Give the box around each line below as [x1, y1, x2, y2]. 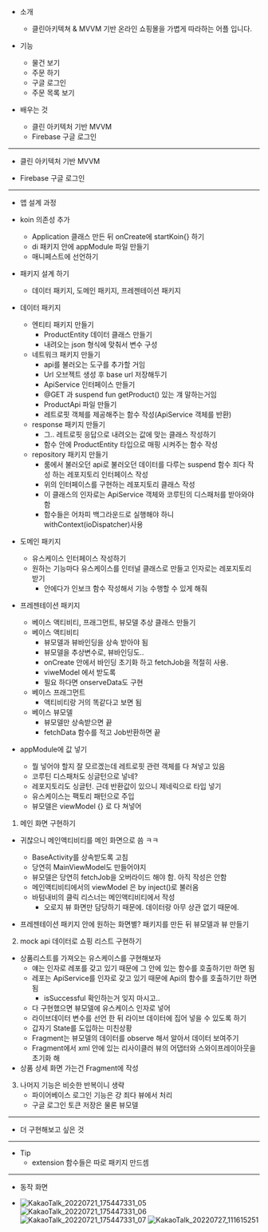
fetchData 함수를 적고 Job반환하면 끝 [43, 728, 161, 737]
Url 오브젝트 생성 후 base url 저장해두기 [43, 370, 167, 379]
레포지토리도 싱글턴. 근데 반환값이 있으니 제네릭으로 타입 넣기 [31, 782, 222, 791]
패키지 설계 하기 [19, 269, 69, 278]
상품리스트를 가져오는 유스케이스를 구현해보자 [19, 954, 162, 963]
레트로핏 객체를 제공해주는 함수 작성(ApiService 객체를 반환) [43, 410, 232, 419]
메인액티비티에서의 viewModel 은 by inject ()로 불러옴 [31, 883, 199, 891]
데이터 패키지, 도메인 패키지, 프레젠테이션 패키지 [31, 286, 181, 295]
